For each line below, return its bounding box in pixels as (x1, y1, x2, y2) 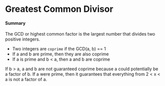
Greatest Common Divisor (5, 3, 113, 15)
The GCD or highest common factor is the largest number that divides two (5, 31, 156, 37)
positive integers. (5, 36, 40, 43)
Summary (5, 20, 26, 26)
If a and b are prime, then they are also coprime (12, 51, 109, 57)
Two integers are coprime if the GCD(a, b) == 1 (12, 46, 106, 52)
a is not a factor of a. (5, 77, 47, 83)
